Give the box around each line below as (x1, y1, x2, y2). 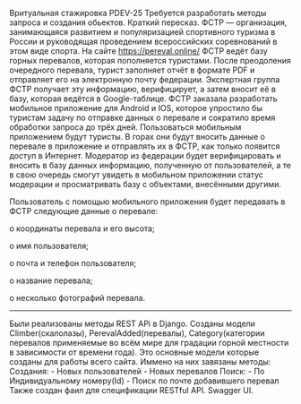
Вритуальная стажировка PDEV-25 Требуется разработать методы (9, 8, 267, 18)
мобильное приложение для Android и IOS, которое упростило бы (9, 103, 262, 113)
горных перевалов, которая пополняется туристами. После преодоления (9, 56, 291, 65)
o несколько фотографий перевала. (9, 293, 146, 303)
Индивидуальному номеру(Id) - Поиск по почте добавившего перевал (9, 375, 279, 386)
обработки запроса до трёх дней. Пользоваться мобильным (9, 122, 242, 133)
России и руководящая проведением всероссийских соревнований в (9, 36, 278, 47)
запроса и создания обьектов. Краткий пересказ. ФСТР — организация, (9, 17, 288, 28)
